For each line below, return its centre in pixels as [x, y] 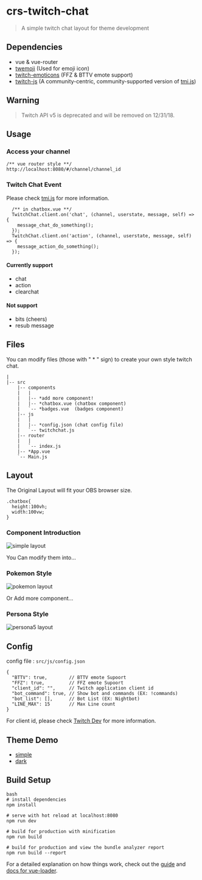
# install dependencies [37, 799]
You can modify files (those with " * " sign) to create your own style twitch [99, 359]
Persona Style [27, 614]
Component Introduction [44, 533]
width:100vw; [28, 512]
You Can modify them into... [41, 557]
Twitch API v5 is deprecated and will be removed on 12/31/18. [98, 115]
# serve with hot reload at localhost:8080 [62, 815]
